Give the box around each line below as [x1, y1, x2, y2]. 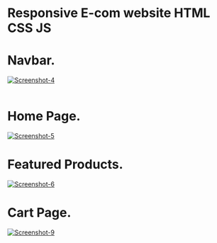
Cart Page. [7, 205, 72, 221]
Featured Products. [7, 157, 123, 173]
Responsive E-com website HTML [7, 5, 211, 21]
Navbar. [7, 52, 55, 69]
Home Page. [7, 108, 81, 125]
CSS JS [7, 20, 52, 36]
